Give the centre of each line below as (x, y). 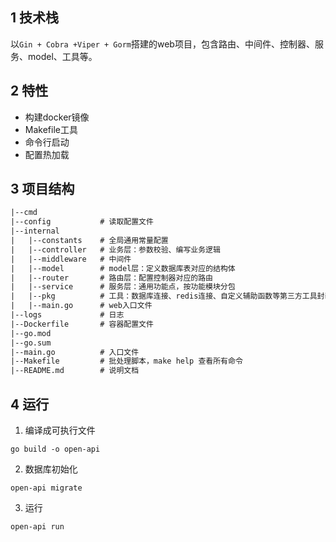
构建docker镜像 (57, 117)
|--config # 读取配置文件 (82, 222)
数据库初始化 (51, 469)
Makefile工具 (51, 129)
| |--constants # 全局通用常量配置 (89, 241)
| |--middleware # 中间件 (71, 259)
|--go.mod (31, 333)
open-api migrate (46, 488)
